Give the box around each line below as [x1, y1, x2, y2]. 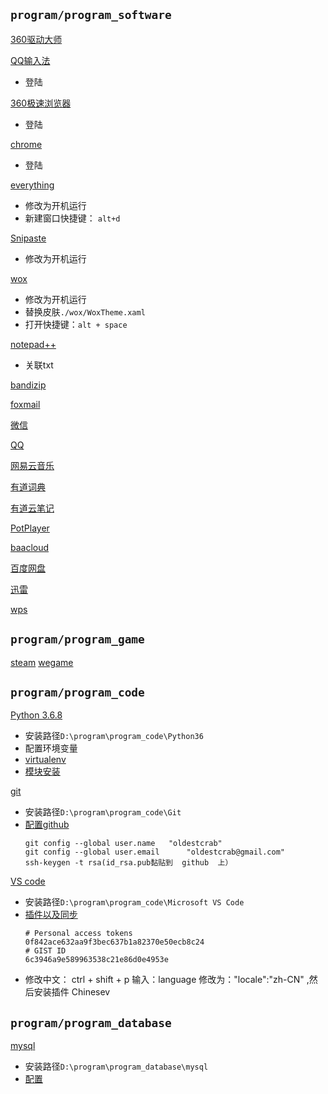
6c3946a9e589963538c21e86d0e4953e [24, 955, 169, 965]
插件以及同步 [24, 909, 78, 921]
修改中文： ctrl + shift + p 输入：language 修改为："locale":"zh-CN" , [24, 974, 310, 986]
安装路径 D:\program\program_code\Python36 [24, 730, 204, 742]
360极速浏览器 [10, 97, 72, 109]
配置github [24, 819, 70, 831]
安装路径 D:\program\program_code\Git [24, 806, 182, 818]
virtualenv [24, 754, 67, 766]
